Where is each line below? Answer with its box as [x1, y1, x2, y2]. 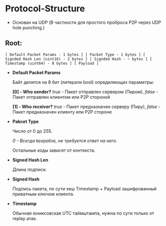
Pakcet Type [12, 118, 39, 124]
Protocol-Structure [5, 3, 85, 14]
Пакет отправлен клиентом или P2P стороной [12, 94, 110, 100]
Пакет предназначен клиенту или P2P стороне [12, 109, 112, 114]
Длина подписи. [12, 167, 47, 172]
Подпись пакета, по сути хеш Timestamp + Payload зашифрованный [12, 185, 157, 191]
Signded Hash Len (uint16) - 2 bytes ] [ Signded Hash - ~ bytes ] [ [5, 56, 153, 61]
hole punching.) [12, 24, 45, 30]
